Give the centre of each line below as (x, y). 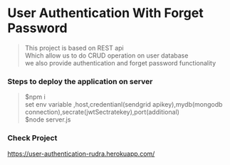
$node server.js (48, 119)
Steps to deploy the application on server (80, 81)
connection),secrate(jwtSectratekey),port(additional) (102, 112)
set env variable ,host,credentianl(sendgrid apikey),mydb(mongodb (124, 105)
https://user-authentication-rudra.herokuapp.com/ (81, 154)
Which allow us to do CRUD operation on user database (106, 55)
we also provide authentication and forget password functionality (120, 63)
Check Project (32, 138)
